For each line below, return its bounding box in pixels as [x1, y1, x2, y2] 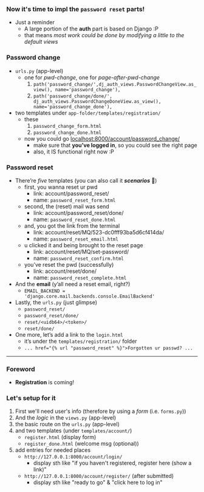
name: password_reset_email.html [33, 235, 118, 242]
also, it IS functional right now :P [33, 148, 114, 155]
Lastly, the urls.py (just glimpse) [15, 298, 98, 306]
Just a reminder [15, 19, 55, 26]
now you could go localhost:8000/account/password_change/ [24, 135, 180, 142]
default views [24, 38, 58, 46]
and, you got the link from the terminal [24, 222, 120, 230]
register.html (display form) [24, 434, 97, 441]
